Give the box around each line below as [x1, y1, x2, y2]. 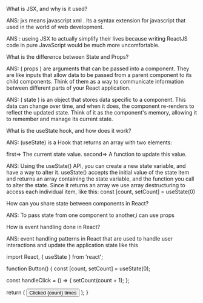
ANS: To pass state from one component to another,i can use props [6, 211, 175, 219]
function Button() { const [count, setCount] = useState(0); [6, 265, 150, 272]
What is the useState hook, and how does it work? [6, 127, 131, 134]
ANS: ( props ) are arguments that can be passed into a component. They [6, 65, 190, 72]
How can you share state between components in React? [6, 200, 149, 207]
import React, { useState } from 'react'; [6, 253, 104, 260]
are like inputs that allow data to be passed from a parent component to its [6, 72, 192, 78]
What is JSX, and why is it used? [6, 5, 88, 12]
